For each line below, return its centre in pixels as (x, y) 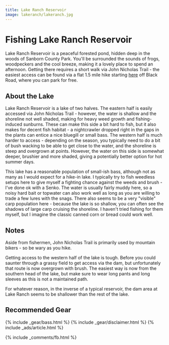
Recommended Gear (38, 310)
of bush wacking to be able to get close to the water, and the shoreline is (81, 146)
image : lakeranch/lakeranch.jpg (39, 15)
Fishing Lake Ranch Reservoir (69, 40)
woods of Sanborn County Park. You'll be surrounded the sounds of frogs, (82, 59)
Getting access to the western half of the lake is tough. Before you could (80, 258)
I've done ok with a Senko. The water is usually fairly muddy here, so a (79, 188)
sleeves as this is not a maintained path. (47, 279)
